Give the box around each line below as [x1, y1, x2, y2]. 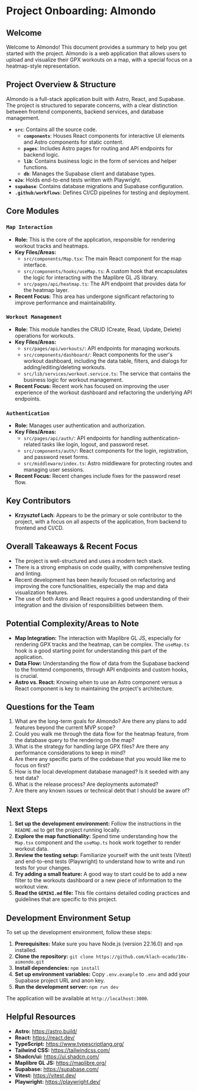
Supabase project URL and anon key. [14, 976, 105, 984]
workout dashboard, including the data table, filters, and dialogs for [23, 357, 188, 364]
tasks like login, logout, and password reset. [42, 441, 150, 448]
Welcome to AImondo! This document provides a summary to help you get [6, 43, 187, 50]
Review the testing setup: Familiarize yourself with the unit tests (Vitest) [14, 852, 192, 859]
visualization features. [14, 589, 69, 596]
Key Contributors [6, 496, 71, 506]
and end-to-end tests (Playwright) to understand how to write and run [14, 858, 185, 865]
